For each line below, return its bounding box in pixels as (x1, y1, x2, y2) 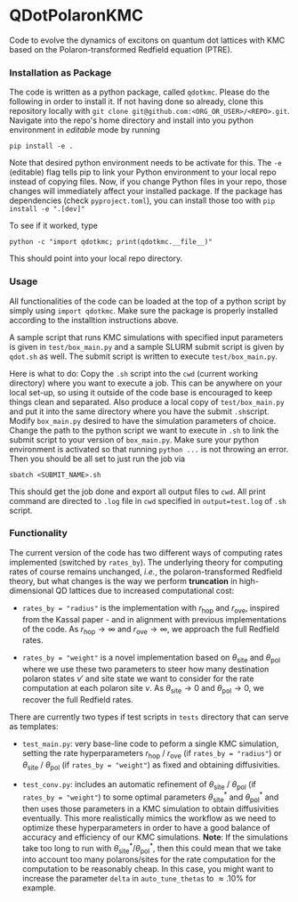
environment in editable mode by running (9, 125, 160, 135)
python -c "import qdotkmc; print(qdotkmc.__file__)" (9, 238, 213, 247)
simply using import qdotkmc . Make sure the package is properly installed (9, 305, 278, 316)
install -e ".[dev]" (9, 205, 86, 214)
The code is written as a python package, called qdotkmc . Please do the (9, 86, 270, 98)
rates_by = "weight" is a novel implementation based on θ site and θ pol (21, 652, 280, 665)
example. (21, 882, 56, 893)
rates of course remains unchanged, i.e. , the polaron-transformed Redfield (9, 566, 283, 577)
